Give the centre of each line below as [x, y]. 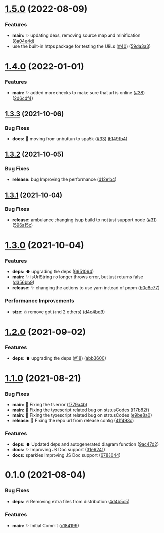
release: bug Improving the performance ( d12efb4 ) [65, 179]
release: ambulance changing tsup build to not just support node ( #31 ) [84, 220]
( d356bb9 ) [23, 282]
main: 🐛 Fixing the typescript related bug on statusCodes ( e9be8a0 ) [82, 415]
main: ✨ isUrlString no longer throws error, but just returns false [78, 277]
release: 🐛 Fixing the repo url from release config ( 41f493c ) [73, 420]
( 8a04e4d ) [23, 41]
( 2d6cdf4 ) [23, 98]
